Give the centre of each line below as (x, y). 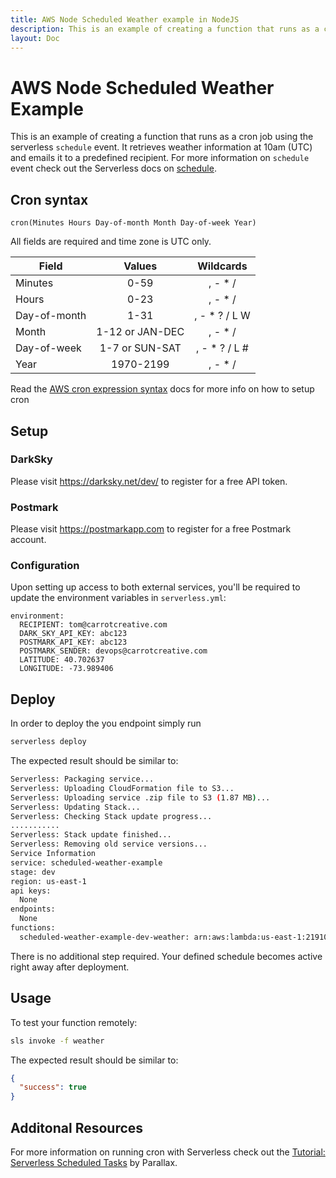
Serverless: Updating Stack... (75, 807)
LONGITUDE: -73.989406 (66, 669)
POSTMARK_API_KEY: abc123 (73, 642)
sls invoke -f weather (57, 1041)
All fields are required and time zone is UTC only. (111, 242)
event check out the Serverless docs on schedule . (113, 168)
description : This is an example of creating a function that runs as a (165, 29)
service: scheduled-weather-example (86, 862)
